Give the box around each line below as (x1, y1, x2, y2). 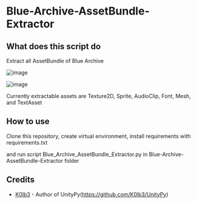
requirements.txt (6, 139, 48, 146)
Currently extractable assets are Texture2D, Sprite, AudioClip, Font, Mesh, (6, 93, 191, 99)
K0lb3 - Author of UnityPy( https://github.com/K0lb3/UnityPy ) (15, 191, 169, 198)
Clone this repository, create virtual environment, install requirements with (6, 132, 191, 140)
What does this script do (6, 41, 101, 51)
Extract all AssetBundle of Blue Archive (6, 58, 104, 64)
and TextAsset (6, 99, 42, 106)
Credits (6, 174, 35, 185)
